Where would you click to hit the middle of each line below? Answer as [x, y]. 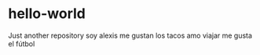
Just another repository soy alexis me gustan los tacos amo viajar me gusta [130, 35]
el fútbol [22, 43]
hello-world [47, 14]
